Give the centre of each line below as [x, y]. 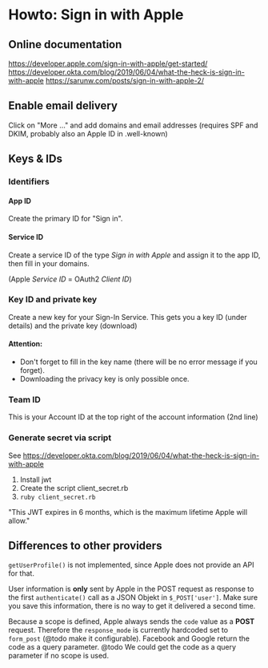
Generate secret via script [60, 438]
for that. [21, 573]
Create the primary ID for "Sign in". [66, 219]
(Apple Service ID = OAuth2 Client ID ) [70, 279]
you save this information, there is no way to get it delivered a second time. [132, 606]
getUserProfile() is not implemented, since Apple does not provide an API [131, 565]
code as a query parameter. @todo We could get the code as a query [122, 647]
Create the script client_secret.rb [74, 488]
